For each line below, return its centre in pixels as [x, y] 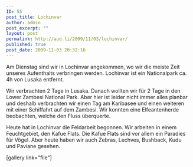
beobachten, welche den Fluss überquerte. [58, 116]
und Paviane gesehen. [33, 146]
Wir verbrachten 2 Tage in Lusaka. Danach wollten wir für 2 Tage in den [94, 91]
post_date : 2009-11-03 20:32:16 [46, 50]
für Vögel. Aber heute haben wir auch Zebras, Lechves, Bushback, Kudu [94, 140]
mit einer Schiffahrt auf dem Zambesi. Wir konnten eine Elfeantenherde [92, 109]
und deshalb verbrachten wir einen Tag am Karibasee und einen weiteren [95, 103]
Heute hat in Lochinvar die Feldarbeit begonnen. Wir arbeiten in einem [91, 127]
